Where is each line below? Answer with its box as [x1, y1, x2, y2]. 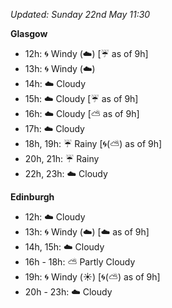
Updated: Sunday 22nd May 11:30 [10, 9, 151, 20]
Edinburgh [10, 191, 55, 203]
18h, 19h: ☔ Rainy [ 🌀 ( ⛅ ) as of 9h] [24, 138, 163, 149]
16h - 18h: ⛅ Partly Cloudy [24, 256, 136, 268]
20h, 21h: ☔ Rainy [24, 153, 100, 164]
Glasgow [10, 28, 48, 39]
